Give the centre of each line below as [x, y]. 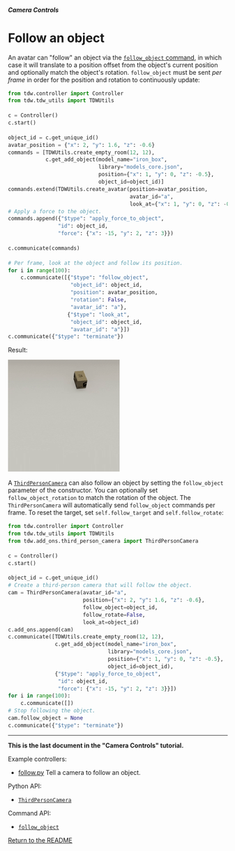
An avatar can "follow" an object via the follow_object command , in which [115, 57]
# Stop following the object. [52, 711]
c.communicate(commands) [44, 248]
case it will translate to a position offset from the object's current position [113, 65]
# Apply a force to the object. [55, 211]
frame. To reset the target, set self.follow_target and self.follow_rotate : [116, 513]
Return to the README [40, 840]
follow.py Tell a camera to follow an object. [79, 772]
